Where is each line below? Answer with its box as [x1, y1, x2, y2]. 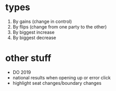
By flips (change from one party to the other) [12, 23, 107, 29]
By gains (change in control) [12, 18, 72, 24]
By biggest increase [12, 29, 55, 35]
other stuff [5, 52, 52, 64]
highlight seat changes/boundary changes [12, 80, 102, 86]
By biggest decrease [12, 35, 56, 41]
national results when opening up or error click [12, 74, 111, 80]
